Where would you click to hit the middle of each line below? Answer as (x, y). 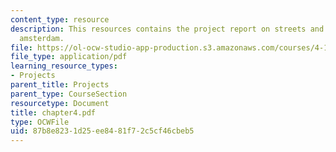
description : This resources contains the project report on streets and (167, 29)
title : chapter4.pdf (53, 112)
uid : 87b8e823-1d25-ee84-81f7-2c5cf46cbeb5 (102, 131)
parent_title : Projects (60, 85)
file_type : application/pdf (69, 57)
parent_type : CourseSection (69, 94)
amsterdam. (42, 38)
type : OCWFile (40, 122)
